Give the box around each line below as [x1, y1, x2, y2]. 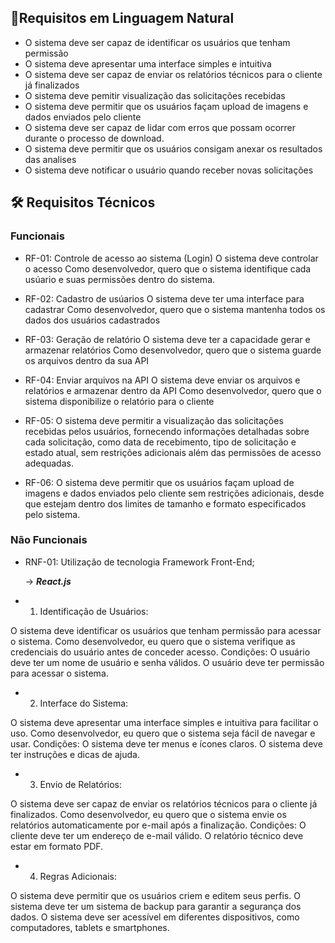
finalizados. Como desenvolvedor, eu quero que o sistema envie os [10, 808, 287, 820]
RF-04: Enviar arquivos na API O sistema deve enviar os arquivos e [24, 374, 301, 386]
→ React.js [24, 575, 72, 587]
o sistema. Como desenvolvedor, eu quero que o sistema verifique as [10, 635, 296, 647]
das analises [24, 153, 77, 165]
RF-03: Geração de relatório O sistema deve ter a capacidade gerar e [24, 333, 311, 345]
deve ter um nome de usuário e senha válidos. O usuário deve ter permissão [10, 656, 325, 668]
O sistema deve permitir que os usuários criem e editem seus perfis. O [10, 889, 301, 901]
